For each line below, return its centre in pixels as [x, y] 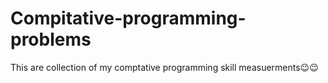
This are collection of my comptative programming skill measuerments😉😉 [164, 67]
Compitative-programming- [128, 18]
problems [51, 39]
